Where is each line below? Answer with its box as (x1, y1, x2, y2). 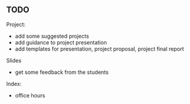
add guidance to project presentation (14, 38, 107, 46)
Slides (6, 57, 22, 64)
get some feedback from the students (14, 69, 109, 76)
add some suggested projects (14, 32, 89, 40)
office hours (14, 91, 46, 99)
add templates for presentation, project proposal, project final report (14, 45, 185, 52)
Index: (6, 80, 22, 87)
